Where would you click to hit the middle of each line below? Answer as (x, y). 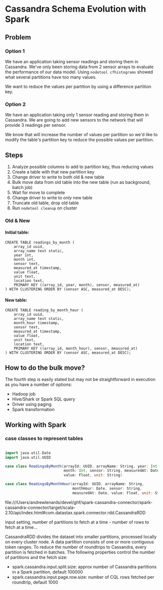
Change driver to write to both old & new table (58, 177)
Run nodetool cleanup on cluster (45, 208)
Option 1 (15, 51)
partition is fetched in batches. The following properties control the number (80, 552)
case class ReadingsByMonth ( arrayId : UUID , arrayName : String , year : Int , (82, 466)
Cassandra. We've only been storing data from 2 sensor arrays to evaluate (79, 67)
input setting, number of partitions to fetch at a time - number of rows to (77, 522)
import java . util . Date (28, 453)
